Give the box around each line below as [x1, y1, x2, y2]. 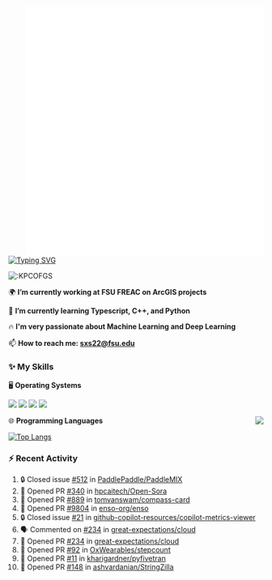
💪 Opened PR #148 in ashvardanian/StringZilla [19, 562, 174, 572]
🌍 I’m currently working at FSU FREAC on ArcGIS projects [8, 287, 207, 296]
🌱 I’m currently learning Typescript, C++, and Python [8, 305, 190, 315]
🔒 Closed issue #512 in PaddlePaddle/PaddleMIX [19, 475, 183, 484]
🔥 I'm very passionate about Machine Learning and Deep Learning [8, 322, 236, 331]
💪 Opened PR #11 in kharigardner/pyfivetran [19, 553, 166, 564]
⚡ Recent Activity [8, 452, 79, 463]
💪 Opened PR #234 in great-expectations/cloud [19, 536, 180, 546]
